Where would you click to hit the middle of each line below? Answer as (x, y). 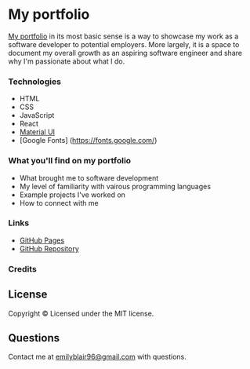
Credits (22, 269)
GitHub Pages (42, 240)
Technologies (34, 82)
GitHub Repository (49, 248)
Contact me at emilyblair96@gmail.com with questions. (97, 357)
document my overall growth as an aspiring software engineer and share (125, 53)
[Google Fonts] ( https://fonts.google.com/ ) (88, 141)
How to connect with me (59, 203)
